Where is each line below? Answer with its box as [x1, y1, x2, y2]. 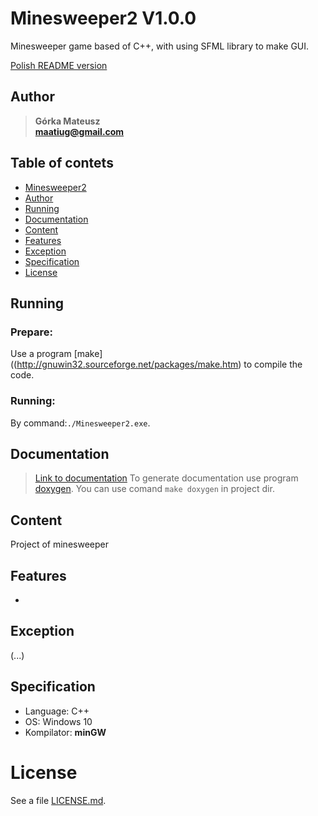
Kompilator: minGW [24, 726, 107, 738]
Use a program [10, 348, 72, 360]
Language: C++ [24, 705, 90, 717]
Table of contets [10, 155, 114, 172]
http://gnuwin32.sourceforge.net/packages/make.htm [16, 358, 239, 371]
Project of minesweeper [10, 538, 109, 551]
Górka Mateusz [34, 115, 101, 127]
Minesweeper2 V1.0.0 [10, 7, 197, 30]
